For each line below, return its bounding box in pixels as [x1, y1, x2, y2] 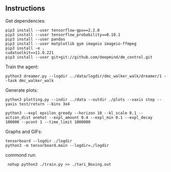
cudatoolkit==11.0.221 [5, 50, 54, 55]
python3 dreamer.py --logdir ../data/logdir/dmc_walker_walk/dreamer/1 [5, 73, 162, 79]
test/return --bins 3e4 [18, 101, 70, 107]
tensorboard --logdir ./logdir [5, 138, 72, 143]
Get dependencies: [5, 17, 46, 24]
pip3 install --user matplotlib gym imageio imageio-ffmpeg [5, 41, 137, 46]
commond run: [5, 151, 36, 158]
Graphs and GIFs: [5, 128, 43, 135]
